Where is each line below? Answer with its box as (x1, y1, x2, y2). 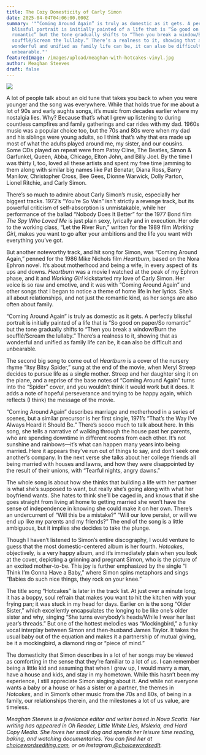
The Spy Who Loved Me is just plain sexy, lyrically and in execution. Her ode (6, 217, 199, 225)
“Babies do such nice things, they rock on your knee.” (6, 575, 142, 583)
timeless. (6, 703, 29, 711)
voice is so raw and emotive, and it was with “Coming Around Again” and (6, 281, 191, 288)
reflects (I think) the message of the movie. (6, 397, 115, 404)
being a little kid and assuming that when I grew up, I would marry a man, (6, 664, 191, 672)
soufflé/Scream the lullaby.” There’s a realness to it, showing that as (6, 332, 178, 339)
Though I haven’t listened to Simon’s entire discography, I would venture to (6, 536, 195, 544)
